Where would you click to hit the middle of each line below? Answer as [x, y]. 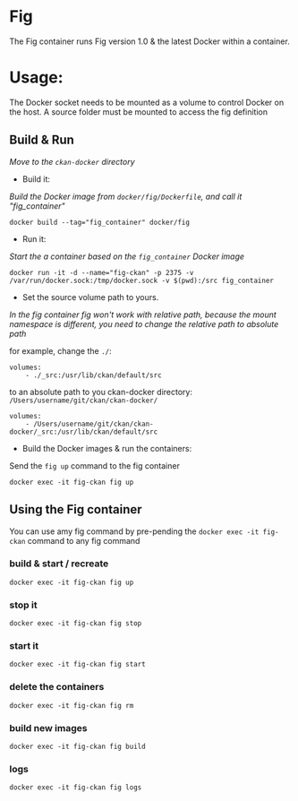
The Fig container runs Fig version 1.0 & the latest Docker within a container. [150, 41]
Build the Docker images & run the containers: [107, 448]
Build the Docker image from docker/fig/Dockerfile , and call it [126, 196]
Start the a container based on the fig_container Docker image [127, 256]
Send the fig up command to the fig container [95, 465]
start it [24, 646]
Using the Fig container [76, 509]
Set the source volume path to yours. [90, 297]
